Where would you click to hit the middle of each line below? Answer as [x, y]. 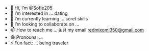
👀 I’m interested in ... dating [39, 13]
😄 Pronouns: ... [27, 37]
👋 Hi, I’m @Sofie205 [31, 8]
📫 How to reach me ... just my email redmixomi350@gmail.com [77, 30]
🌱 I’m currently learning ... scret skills [49, 19]
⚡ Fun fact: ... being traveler [39, 43]
